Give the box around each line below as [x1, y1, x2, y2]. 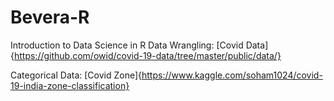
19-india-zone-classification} [10, 79, 130, 91]
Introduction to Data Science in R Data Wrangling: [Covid [10, 39, 244, 51]
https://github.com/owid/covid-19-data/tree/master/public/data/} [13, 49, 282, 61]
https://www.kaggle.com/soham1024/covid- [141, 69, 323, 81]
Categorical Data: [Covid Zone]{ [10, 69, 143, 81]
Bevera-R [10, 6, 90, 29]
